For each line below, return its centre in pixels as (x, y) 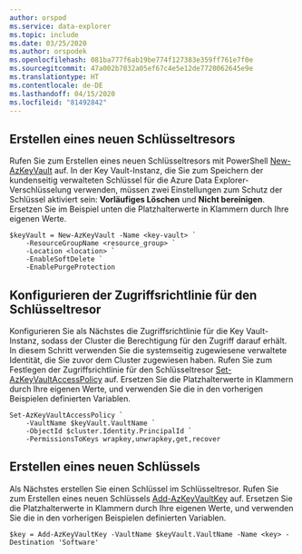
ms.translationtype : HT (54, 77)
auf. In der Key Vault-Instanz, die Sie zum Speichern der (159, 171)
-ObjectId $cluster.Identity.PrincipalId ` (109, 431)
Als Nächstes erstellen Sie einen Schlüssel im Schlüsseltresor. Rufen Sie (144, 489)
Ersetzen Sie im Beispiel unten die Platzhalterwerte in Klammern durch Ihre (149, 209)
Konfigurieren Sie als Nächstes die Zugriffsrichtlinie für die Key (127, 331)
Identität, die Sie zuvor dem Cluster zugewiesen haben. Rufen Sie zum (141, 360)
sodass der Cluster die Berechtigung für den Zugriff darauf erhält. (164, 341)
